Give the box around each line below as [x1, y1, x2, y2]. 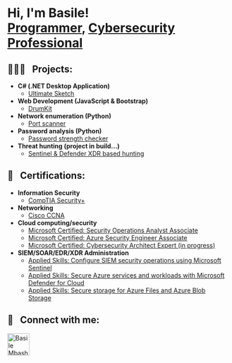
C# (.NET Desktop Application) [17, 82, 111, 90]
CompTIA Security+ [28, 196, 85, 204]
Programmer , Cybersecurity [7, 20, 176, 36]
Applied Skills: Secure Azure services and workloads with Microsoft [28, 270, 225, 280]
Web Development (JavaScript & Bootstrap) [17, 97, 148, 105]
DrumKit [28, 105, 53, 112]
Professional [7, 35, 83, 51]
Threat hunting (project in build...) [17, 142, 120, 150]
